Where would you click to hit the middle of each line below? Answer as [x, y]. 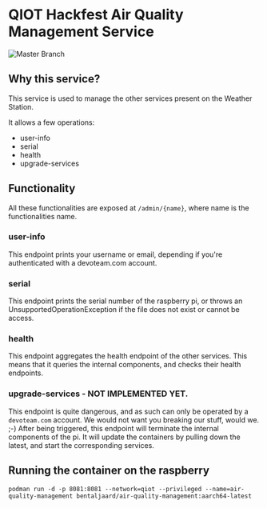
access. [21, 318]
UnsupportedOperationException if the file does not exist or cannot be [124, 310]
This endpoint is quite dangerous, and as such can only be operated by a [129, 411]
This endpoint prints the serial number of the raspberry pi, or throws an [126, 301]
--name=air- [225, 489]
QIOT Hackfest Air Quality [96, 15]
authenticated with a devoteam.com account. [83, 262]
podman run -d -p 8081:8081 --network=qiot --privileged [105, 489]
